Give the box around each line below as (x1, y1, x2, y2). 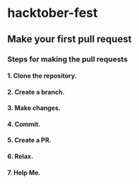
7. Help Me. (7, 168, 41, 177)
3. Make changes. (7, 104, 61, 112)
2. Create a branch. (7, 87, 65, 96)
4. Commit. (7, 120, 41, 128)
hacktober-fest (7, 5, 98, 21)
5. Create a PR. (7, 136, 52, 145)
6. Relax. (7, 152, 34, 161)
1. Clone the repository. (7, 72, 78, 80)
